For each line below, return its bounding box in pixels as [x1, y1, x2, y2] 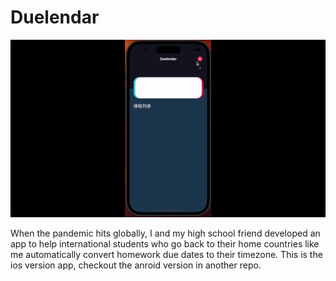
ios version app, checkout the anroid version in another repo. [10, 259, 262, 271]
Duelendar [10, 6, 100, 29]
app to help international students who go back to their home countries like [10, 237, 320, 250]
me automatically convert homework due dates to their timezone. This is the [10, 248, 323, 260]
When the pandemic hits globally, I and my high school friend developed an [10, 227, 321, 239]
